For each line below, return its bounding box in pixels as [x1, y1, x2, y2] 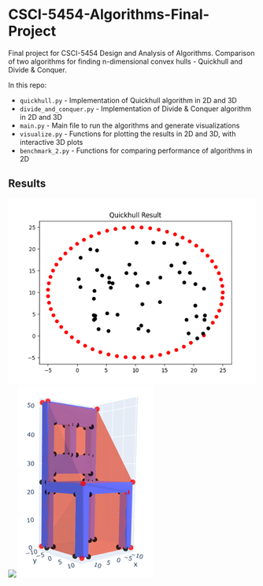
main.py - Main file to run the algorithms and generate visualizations [19, 121, 240, 130]
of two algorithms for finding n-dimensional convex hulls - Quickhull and [8, 57, 243, 66]
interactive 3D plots [19, 137, 83, 146]
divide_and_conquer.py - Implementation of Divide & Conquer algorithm [19, 104, 252, 113]
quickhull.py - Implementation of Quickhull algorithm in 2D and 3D [19, 95, 238, 105]
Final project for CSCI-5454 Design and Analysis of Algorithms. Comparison [8, 48, 255, 57]
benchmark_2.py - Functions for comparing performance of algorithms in [19, 146, 253, 155]
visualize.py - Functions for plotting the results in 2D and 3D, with [19, 128, 236, 139]
